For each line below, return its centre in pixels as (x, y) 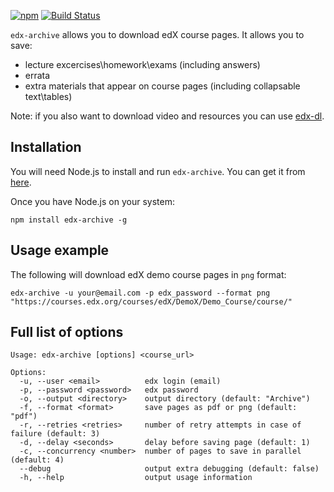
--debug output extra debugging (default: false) (169, 469)
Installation (46, 147)
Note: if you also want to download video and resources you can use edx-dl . (167, 116)
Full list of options (67, 332)
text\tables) (48, 96)
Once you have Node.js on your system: (92, 201)
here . (21, 182)
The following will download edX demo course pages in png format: (148, 274)
